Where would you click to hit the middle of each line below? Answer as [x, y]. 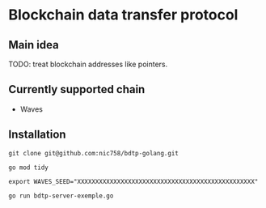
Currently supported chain [77, 89]
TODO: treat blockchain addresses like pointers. [88, 64]
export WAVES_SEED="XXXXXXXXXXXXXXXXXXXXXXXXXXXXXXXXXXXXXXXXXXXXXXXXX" [133, 181]
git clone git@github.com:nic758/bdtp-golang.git [94, 153]
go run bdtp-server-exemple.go [61, 196]
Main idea [34, 45]
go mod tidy [28, 168]
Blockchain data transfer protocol [123, 15]
